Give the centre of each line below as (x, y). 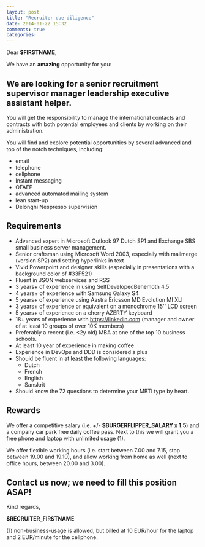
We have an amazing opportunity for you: (59, 65)
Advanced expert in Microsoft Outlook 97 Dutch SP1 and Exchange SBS (105, 241)
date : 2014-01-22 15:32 (37, 23)
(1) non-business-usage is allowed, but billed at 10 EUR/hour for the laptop (100, 531)
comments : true (26, 29)
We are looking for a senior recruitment (83, 84)
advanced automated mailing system (61, 194)
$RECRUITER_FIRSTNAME (40, 519)
